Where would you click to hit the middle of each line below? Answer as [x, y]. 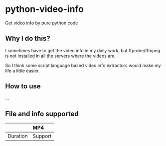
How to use [23, 86]
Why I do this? [28, 38]
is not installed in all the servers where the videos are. [61, 56]
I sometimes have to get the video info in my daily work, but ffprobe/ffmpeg [83, 50]
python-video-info [44, 9]
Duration [18, 136]
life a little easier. [22, 71]
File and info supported [42, 113]
